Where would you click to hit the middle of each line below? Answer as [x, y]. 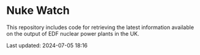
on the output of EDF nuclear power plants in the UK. [73, 33]
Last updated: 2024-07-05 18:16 [47, 45]
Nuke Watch [38, 11]
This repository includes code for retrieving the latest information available [100, 27]
